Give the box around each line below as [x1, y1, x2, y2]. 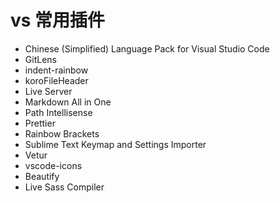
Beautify [24, 170, 60, 182]
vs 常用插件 [10, 9, 106, 32]
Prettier [24, 117, 56, 129]
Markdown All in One [24, 96, 112, 108]
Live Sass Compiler [24, 181, 105, 193]
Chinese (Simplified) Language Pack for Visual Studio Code [24, 42, 270, 55]
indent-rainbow [24, 64, 89, 76]
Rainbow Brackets [24, 127, 100, 140]
